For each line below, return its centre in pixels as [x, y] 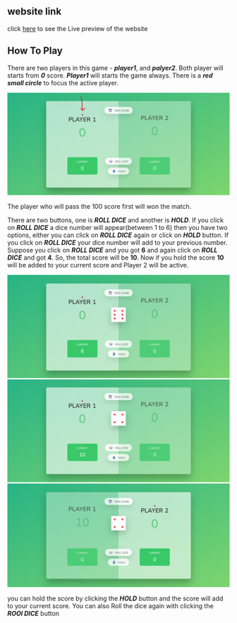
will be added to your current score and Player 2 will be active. [98, 265]
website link [35, 12]
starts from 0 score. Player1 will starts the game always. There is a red [110, 75]
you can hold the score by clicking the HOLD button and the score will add [115, 598]
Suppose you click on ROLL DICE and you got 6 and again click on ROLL [113, 250]
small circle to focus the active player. [63, 83]
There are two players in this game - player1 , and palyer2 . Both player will [115, 68]
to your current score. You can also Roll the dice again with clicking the [110, 606]
